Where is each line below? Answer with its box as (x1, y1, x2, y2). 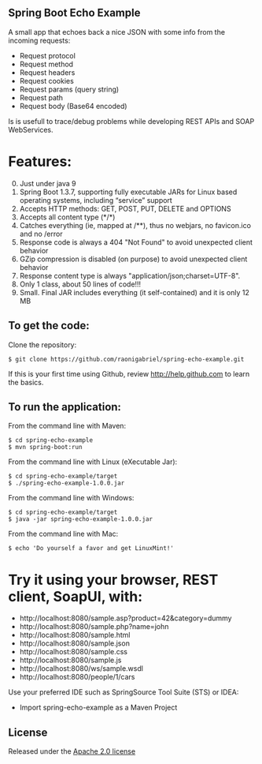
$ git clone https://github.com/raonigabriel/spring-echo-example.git (8, 355, 245, 363)
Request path (19, 92, 64, 102)
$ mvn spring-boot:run (8, 444, 83, 451)
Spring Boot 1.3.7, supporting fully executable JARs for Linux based (19, 187, 238, 197)
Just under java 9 (19, 178, 76, 188)
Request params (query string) (19, 84, 120, 94)
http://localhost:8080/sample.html (19, 631, 131, 640)
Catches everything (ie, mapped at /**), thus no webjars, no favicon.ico (19, 220, 252, 230)
